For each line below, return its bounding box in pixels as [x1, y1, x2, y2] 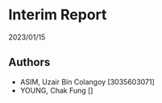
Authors [8, 56, 51, 69]
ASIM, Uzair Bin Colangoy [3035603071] [19, 76, 155, 86]
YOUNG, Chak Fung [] [19, 85, 93, 95]
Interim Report [8, 6, 107, 24]
